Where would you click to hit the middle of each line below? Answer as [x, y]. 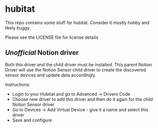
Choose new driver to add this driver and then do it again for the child [82, 99]
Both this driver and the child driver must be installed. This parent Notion [79, 64]
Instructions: [18, 84]
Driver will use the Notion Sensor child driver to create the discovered [76, 70]
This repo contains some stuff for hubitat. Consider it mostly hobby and [77, 23]
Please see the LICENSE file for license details [52, 37]
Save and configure [32, 120]
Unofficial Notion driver [42, 53]
